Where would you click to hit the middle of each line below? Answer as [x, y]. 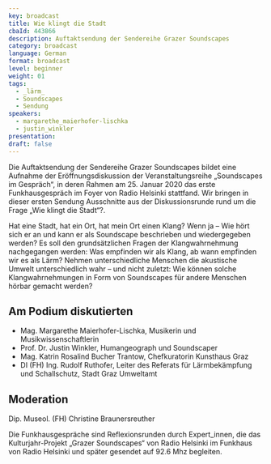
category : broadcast [43, 46]
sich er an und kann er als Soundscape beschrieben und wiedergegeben [129, 234]
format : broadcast [39, 62]
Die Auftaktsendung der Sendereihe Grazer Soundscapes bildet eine [123, 167]
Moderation [38, 399]
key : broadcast [34, 16]
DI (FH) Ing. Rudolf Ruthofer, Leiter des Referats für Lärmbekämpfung [136, 365]
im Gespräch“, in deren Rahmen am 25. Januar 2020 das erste [112, 184]
